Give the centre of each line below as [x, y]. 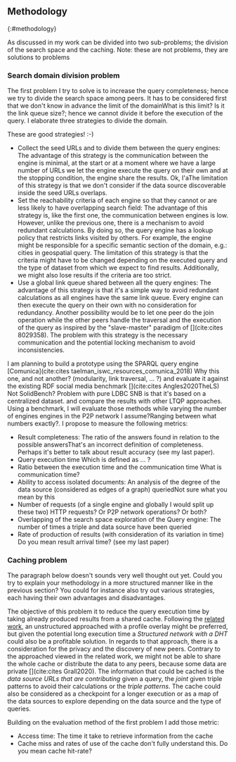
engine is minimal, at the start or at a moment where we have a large [116, 163]
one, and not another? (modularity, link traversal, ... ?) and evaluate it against [118, 379]
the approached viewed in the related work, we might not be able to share [114, 656]
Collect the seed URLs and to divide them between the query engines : [119, 148]
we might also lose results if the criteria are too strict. [94, 275]
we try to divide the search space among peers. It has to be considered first [117, 99]
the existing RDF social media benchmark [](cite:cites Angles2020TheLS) [113, 386]
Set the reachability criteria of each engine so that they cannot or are [117, 201]
